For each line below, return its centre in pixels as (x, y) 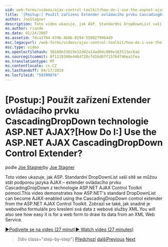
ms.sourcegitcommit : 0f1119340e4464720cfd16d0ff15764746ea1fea (72, 56)
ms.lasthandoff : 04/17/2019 (34, 71)
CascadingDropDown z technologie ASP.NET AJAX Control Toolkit (74, 188)
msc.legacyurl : (21, 43)
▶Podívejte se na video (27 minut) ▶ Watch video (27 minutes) (69, 229)
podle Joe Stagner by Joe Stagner (40, 167)
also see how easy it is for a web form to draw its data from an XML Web (80, 214)
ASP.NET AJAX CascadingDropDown (84, 143)
